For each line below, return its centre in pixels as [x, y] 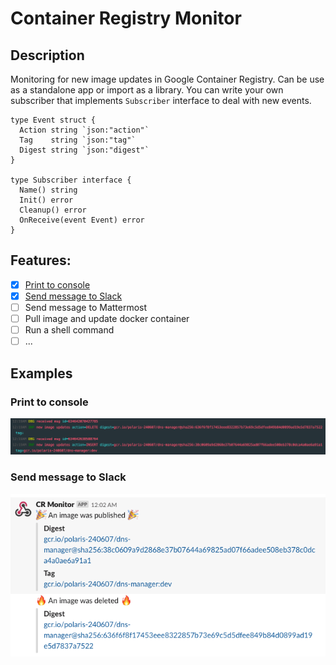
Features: [41, 260]
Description [47, 55]
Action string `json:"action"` [84, 130]
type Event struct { [53, 120]
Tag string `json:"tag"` [78, 140]
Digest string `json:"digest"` [84, 150]
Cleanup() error [53, 210]
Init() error [46, 200]
